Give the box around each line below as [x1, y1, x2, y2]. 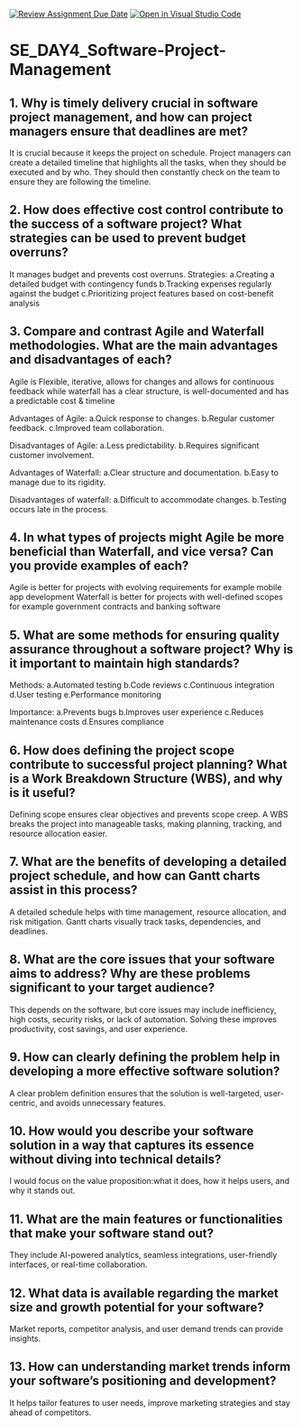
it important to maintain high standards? [9, 655, 241, 671]
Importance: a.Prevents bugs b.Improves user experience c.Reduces [9, 707, 264, 718]
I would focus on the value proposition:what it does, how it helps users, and [9, 1176, 290, 1187]
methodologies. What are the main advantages [9, 338, 279, 353]
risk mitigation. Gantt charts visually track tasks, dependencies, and [9, 915, 261, 926]
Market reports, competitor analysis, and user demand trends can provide [9, 1323, 284, 1334]
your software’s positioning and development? [9, 1374, 277, 1389]
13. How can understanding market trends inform [9, 1359, 291, 1375]
